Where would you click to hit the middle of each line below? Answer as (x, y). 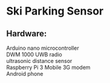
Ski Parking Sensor (55, 11)
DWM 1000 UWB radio (34, 55)
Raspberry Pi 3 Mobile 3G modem (48, 67)
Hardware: (27, 34)
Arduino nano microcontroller (43, 48)
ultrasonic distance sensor (39, 61)
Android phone (25, 74)
